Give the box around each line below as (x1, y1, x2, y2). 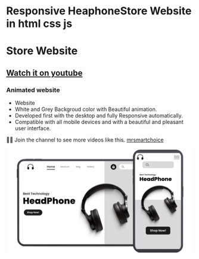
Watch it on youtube (6, 67, 83, 78)
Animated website (6, 85, 60, 94)
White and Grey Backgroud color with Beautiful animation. (14, 106, 157, 113)
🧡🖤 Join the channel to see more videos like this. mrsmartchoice (6, 136, 164, 144)
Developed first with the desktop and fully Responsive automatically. (14, 112, 184, 119)
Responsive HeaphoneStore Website (6, 4, 192, 18)
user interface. (14, 125, 51, 132)
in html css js (6, 17, 73, 30)
